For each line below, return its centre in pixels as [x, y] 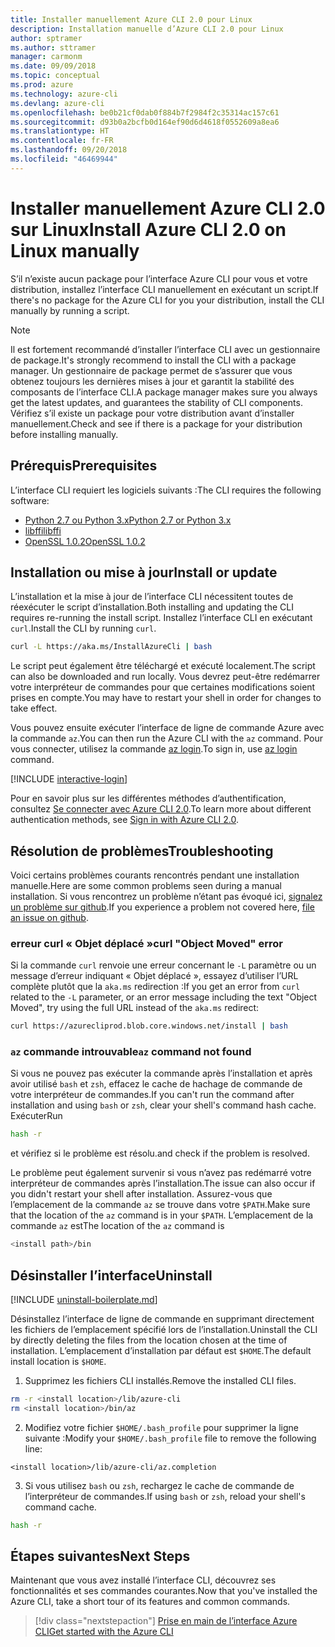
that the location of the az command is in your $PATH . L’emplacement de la [162, 1215]
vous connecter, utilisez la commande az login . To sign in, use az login [154, 749]
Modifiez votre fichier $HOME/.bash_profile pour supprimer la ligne [161, 1427]
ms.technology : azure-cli [64, 94]
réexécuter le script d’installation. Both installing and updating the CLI [152, 607]
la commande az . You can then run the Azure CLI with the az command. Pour [166, 738]
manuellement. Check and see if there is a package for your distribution [156, 423]
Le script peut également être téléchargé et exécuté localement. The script [163, 666]
